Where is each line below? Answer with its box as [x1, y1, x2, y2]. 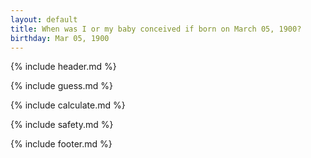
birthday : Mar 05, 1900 [10, 33, 110, 43]
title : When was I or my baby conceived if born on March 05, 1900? [10, 24, 302, 34]
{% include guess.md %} [10, 80, 113, 92]
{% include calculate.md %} [10, 99, 126, 111]
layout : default [10, 14, 78, 25]
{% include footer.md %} [10, 138, 113, 150]
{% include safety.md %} [10, 119, 114, 131]
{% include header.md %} [10, 61, 117, 73]
